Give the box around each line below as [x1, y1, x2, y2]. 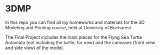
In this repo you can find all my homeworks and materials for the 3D [5, 19, 145, 25]
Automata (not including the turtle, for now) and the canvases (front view [5, 39, 155, 45]
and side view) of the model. [5, 45, 64, 51]
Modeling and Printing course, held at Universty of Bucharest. [5, 24, 132, 30]
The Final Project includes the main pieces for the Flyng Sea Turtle [5, 34, 142, 40]
